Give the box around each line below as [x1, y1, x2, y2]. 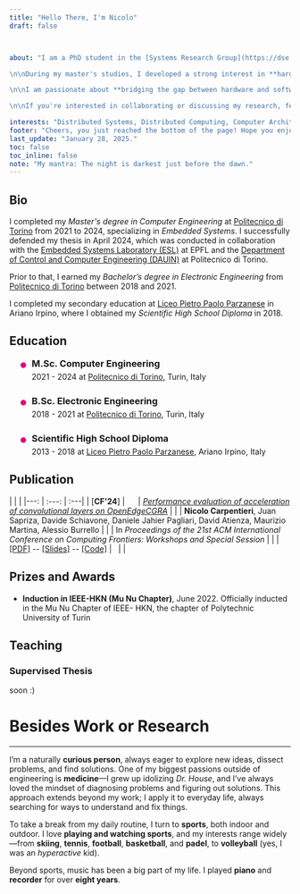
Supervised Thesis [9, 664, 93, 677]
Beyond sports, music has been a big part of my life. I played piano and [9, 864, 272, 876]
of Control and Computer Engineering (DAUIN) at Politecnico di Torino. [9, 254, 269, 265]
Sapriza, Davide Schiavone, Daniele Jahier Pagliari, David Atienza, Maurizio [9, 515, 287, 526]
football [92, 838, 122, 849]
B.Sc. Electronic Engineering [31, 394, 158, 407]
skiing [36, 838, 60, 849]
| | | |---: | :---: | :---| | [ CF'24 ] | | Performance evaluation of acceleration [9, 495, 290, 506]
